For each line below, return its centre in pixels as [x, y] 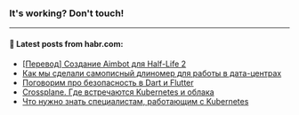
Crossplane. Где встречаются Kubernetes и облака [118, 92]
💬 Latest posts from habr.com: [66, 43]
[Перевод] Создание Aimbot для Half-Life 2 [104, 64]
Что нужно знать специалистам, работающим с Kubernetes [135, 101]
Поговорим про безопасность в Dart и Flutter [108, 82]
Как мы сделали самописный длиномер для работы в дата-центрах [152, 73]
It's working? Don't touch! [67, 13]
